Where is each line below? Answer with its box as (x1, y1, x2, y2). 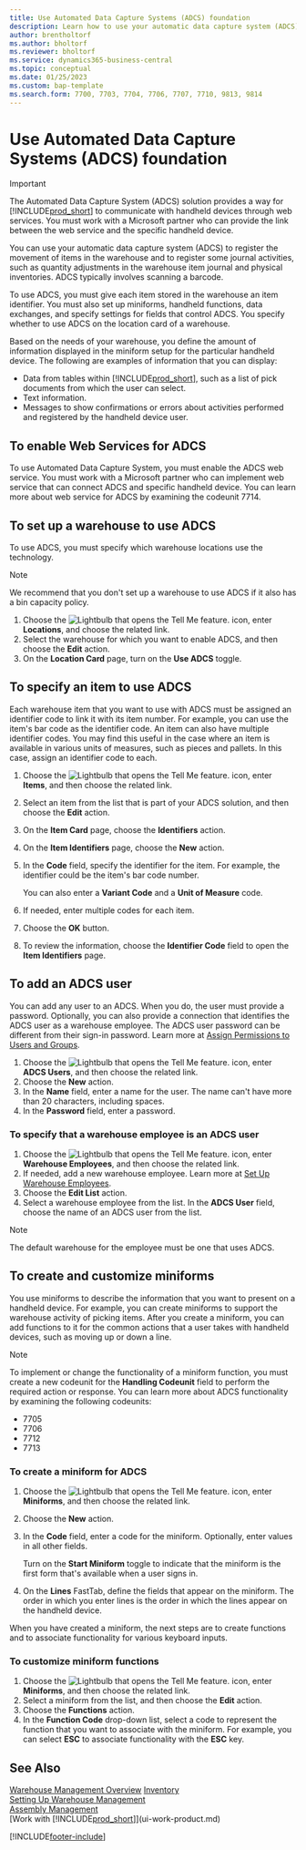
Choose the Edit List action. (22, 1187, 127, 1198)
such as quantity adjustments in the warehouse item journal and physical (9, 262, 283, 273)
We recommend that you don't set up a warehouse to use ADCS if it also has (9, 587, 297, 598)
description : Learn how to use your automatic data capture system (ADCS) (9, 22, 300, 31)
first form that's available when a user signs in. (22, 1568, 199, 1579)
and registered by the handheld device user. (22, 412, 189, 423)
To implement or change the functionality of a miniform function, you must (9, 1366, 289, 1377)
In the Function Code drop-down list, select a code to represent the (22, 1714, 278, 1725)
